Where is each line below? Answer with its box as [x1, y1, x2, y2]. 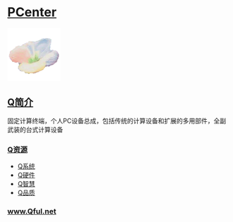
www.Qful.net [7, 206, 56, 216]
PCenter [7, 4, 57, 20]
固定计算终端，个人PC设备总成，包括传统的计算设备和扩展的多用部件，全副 [7, 116, 227, 125]
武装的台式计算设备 [7, 125, 64, 134]
